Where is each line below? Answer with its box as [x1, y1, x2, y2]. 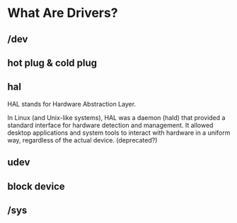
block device [7, 180, 65, 192]
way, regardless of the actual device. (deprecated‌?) [7, 135, 158, 144]
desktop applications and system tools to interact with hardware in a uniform [7, 128, 231, 137]
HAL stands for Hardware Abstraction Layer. [7, 100, 137, 108]
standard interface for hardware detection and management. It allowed [7, 121, 214, 129]
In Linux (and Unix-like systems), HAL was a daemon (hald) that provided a [7, 113, 226, 121]
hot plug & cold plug [7, 56, 98, 68]
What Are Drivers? [7, 5, 118, 21]
